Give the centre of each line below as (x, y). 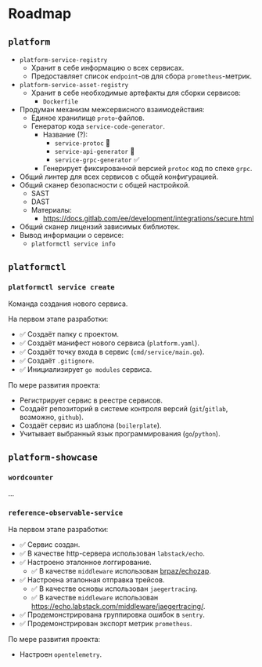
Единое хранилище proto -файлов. (88, 118)
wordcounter (31, 477)
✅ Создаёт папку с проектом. (69, 333)
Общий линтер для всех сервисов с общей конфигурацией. (119, 177)
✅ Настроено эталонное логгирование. (85, 562)
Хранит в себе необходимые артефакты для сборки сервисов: (136, 93)
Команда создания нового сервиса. (68, 304)
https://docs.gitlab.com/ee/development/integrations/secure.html (148, 218)
